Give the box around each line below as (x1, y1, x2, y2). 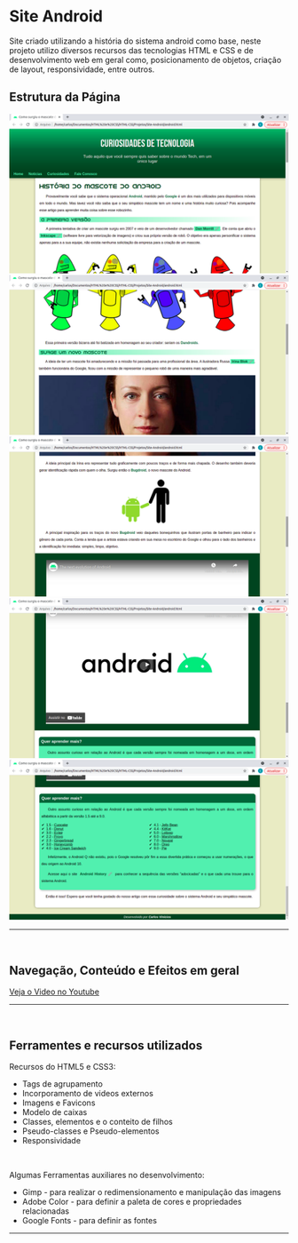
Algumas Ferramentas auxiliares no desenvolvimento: (9, 1170, 205, 1181)
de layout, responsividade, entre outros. (9, 64, 155, 75)
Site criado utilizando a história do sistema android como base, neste (9, 36, 262, 46)
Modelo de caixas (21, 1107, 88, 1118)
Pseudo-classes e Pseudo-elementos (21, 1126, 160, 1136)
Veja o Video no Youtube (9, 986, 100, 997)
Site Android (9, 6, 104, 27)
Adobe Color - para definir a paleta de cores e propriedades (21, 1197, 242, 1207)
